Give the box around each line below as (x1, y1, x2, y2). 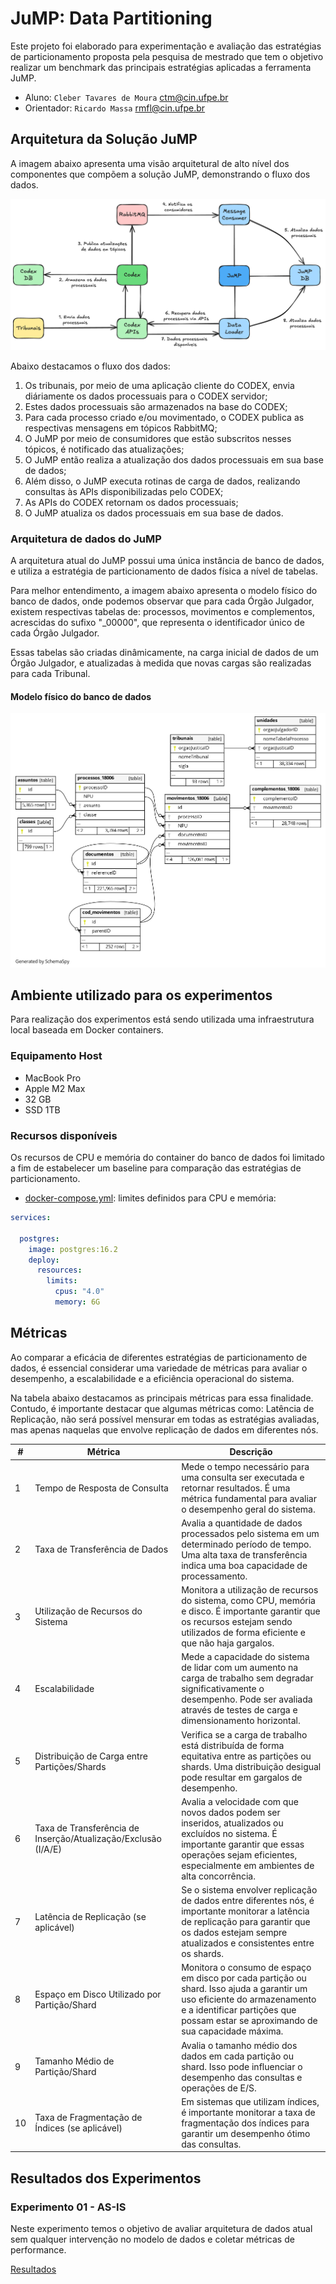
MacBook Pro (24, 1072, 82, 1084)
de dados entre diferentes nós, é (181, 1895, 315, 1906)
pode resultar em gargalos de (181, 1771, 303, 1783)
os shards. (181, 1948, 224, 1959)
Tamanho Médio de (34, 2055, 115, 2067)
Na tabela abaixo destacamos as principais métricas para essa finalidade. (10, 1392, 314, 1404)
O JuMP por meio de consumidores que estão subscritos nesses (24, 432, 292, 444)
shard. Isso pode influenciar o (181, 2060, 303, 2072)
